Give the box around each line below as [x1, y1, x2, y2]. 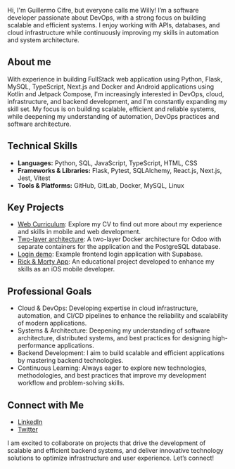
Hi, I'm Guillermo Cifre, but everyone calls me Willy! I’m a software [7, 6, 199, 14]
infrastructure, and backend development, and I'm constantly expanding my [7, 97, 227, 105]
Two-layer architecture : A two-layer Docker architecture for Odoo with [17, 235, 222, 243]
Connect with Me [7, 399, 84, 411]
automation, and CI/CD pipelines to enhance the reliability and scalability [17, 311, 229, 320]
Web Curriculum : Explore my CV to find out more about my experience [17, 220, 222, 229]
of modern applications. [17, 319, 87, 328]
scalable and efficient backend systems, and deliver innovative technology [7, 446, 224, 455]
